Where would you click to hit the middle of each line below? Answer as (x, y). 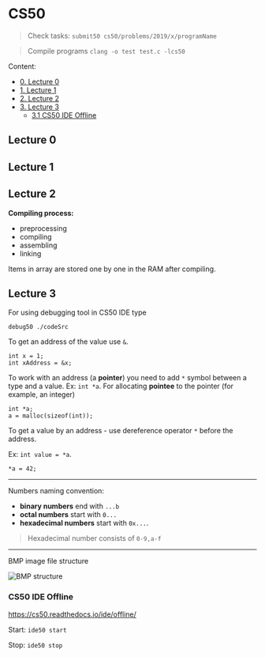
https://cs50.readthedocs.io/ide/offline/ (72, 614)
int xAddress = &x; (40, 363)
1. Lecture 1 (38, 90)
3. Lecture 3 (39, 107)
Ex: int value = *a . (40, 455)
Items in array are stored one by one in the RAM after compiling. (112, 269)
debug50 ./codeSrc (38, 327)
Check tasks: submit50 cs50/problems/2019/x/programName (122, 36)
